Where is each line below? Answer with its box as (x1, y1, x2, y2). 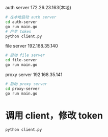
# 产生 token (5, 29, 32, 34)
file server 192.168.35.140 (5, 43, 59, 49)
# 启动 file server (5, 53, 45, 58)
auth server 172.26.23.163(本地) (5, 5, 71, 10)
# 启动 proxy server (5, 81, 47, 86)
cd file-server (5, 58, 38, 63)
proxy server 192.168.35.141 (5, 72, 63, 78)
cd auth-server (5, 19, 38, 25)
